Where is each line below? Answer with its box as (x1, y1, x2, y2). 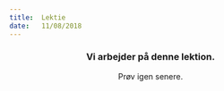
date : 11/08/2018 (9, 21, 82, 30)
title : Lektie (9, 12, 66, 22)
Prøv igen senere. (117, 70, 184, 81)
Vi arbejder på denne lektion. (86, 51, 215, 63)
